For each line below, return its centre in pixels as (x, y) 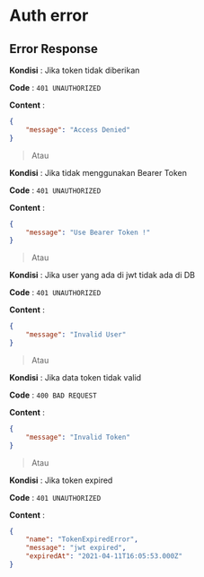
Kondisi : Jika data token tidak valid (75, 377)
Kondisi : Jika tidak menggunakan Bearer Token (98, 172)
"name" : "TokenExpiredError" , (82, 539)
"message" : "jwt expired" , (76, 548)
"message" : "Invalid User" (76, 335)
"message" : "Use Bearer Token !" (88, 232)
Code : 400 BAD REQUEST (53, 395)
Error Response (54, 49)
